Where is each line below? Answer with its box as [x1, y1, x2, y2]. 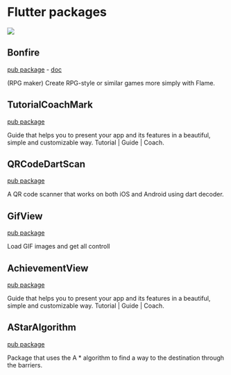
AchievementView [7, 262, 89, 274]
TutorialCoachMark [7, 99, 94, 111]
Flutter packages [7, 4, 108, 20]
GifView [7, 210, 43, 222]
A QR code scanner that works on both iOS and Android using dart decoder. [7, 190, 224, 199]
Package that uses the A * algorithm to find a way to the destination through [7, 353, 224, 362]
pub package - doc [7, 65, 62, 74]
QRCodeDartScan [7, 158, 85, 170]
